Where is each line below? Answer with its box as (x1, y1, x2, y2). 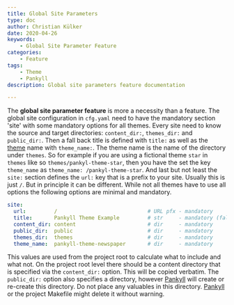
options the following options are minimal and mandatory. (7, 188, 172, 196)
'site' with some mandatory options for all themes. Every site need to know (7, 121, 221, 130)
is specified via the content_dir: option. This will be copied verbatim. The (7, 267, 219, 276)
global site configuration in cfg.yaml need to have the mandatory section (7, 114, 216, 123)
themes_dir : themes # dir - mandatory (13, 234, 214, 241)
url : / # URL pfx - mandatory (13, 208, 214, 215)
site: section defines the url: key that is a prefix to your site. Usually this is (7, 173, 225, 182)
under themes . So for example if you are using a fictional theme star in (7, 151, 208, 159)
